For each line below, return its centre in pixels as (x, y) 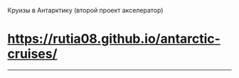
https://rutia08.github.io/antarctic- (114, 39)
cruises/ (32, 54)
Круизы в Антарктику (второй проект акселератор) (85, 10)
